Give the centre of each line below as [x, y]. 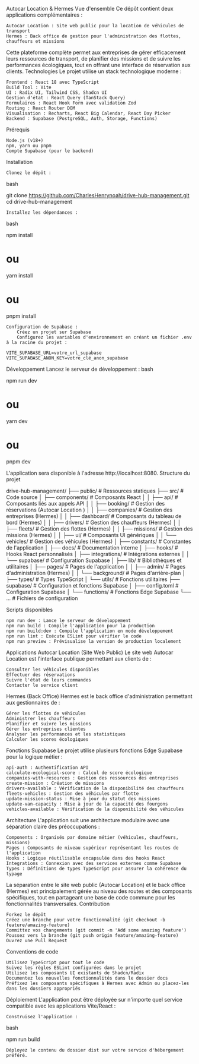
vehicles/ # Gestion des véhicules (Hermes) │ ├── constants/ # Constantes [99, 541]
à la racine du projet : [37, 342]
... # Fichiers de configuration [42, 598]
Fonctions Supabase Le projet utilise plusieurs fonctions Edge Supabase [94, 750]
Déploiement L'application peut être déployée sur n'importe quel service [94, 999]
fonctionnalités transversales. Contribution [58, 904]
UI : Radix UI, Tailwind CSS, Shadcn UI [57, 93]
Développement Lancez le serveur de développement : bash [80, 369]
